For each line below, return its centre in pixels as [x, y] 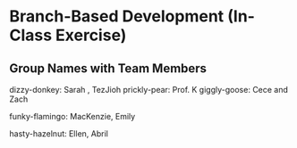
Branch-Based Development [117, 16]
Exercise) [91, 35]
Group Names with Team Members [108, 68]
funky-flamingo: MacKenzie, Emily [72, 116]
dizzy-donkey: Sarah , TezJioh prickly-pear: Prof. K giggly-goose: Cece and [149, 90]
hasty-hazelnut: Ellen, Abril [59, 134]
